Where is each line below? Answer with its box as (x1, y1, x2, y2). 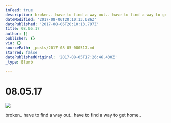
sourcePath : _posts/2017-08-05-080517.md (5, 45, 95, 50)
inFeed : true (5, 7, 33, 13)
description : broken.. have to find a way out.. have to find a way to (5, 12, 160, 17)
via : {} (5, 41, 22, 46)
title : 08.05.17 (5, 26, 40, 32)
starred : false (5, 50, 38, 55)
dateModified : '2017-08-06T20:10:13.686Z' (5, 17, 97, 22)
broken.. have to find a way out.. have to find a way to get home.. (5, 112, 141, 118)
